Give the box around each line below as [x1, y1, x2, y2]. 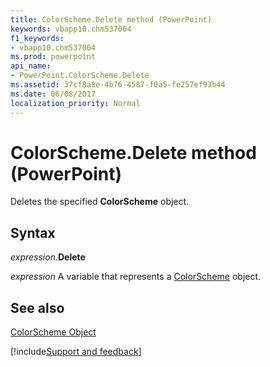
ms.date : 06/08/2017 [10, 89, 97, 99]
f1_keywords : [10, 33, 65, 43]
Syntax [10, 224, 56, 241]
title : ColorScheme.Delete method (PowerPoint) [10, 14, 213, 25]
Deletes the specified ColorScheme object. [10, 196, 190, 208]
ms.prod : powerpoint [10, 52, 97, 62]
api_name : [10, 61, 52, 71]
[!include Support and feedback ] [10, 346, 142, 358]
